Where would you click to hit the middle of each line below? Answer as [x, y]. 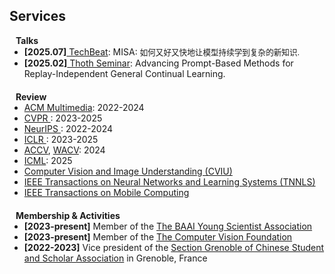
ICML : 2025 [48, 160]
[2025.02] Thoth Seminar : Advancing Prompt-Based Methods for [158, 63]
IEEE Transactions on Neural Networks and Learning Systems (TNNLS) [169, 181]
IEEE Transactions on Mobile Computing [106, 192]
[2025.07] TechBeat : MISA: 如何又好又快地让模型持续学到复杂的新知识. [162, 51]
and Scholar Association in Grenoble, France [115, 258]
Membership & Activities [68, 215]
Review [31, 96]
